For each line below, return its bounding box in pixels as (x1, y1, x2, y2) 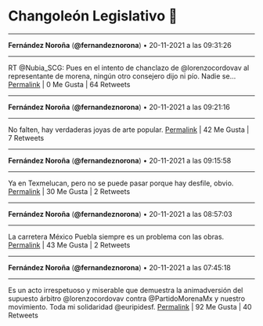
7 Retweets (8, 133, 45, 142)
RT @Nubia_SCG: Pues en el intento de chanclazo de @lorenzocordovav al (8, 63, 250, 72)
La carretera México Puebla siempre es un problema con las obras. (8, 232, 225, 241)
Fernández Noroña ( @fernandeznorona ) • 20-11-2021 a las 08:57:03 (8, 209, 232, 218)
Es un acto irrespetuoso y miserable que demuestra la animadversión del (8, 285, 243, 295)
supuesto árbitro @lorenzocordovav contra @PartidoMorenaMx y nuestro (8, 294, 245, 303)
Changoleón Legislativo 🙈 (8, 7, 178, 25)
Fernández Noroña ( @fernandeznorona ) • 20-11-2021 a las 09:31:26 (8, 40, 232, 49)
